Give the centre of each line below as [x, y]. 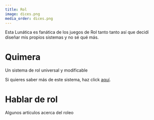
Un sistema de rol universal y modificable [46, 70]
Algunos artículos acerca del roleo [39, 113]
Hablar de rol [32, 99]
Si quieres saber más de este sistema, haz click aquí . [58, 80]
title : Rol [16, 9]
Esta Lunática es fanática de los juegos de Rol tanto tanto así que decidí [77, 32]
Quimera [23, 57]
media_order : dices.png [29, 18]
